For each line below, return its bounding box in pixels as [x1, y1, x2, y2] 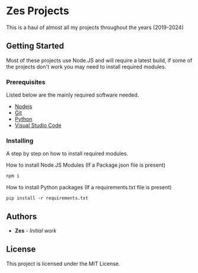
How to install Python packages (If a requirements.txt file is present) [6, 184, 172, 191]
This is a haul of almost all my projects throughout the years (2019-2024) [6, 24, 184, 31]
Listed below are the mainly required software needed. [6, 91, 139, 99]
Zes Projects [6, 4, 70, 18]
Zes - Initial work [14, 227, 57, 234]
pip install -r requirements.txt [6, 195, 89, 201]
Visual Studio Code [14, 122, 62, 129]
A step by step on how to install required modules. [6, 150, 128, 157]
